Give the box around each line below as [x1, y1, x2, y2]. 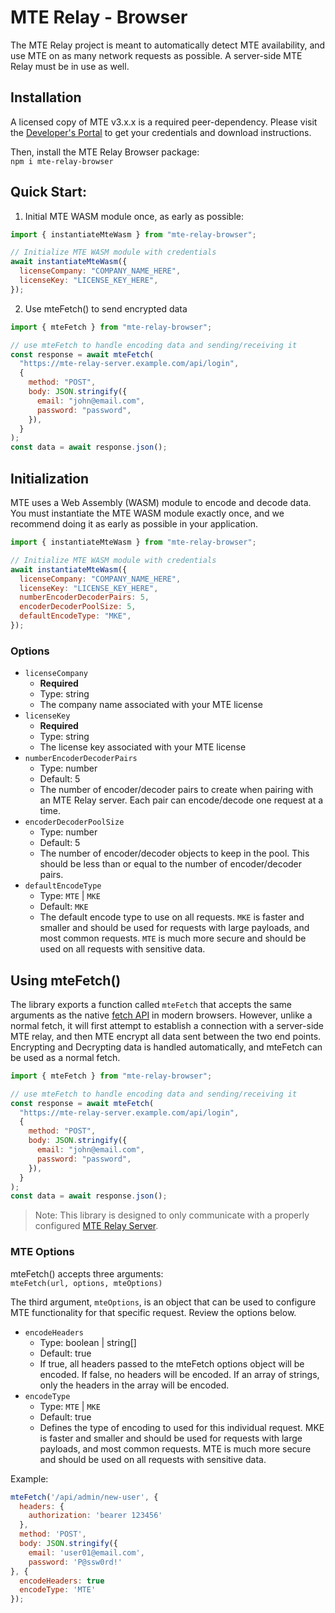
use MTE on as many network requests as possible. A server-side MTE [10, 49, 303, 61]
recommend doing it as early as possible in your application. [10, 518, 259, 530]
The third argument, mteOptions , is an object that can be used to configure [10, 1296, 317, 1308]
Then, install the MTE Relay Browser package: [10, 146, 200, 158]
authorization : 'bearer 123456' [28, 1511, 163, 1521]
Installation [10, 89, 82, 106]
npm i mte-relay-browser [10, 156, 114, 166]
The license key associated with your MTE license [39, 741, 247, 753]
